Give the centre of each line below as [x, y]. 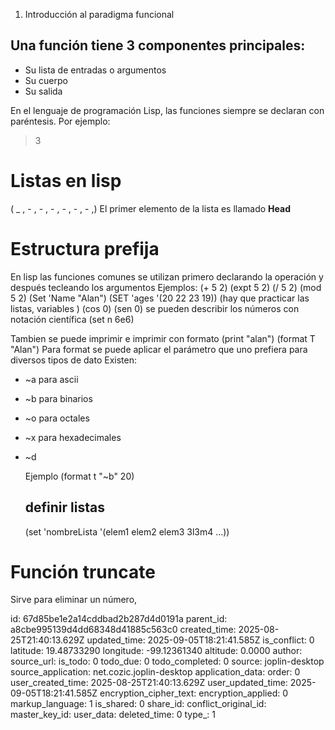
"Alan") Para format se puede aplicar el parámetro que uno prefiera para [159, 349]
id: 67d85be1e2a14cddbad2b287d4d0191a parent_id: [119, 619]
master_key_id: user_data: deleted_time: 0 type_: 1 [113, 715]
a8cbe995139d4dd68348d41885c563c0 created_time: [123, 630]
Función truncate [83, 571]
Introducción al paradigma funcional [99, 14]
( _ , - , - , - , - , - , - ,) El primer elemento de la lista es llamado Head [150, 208]
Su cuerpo [46, 80]
